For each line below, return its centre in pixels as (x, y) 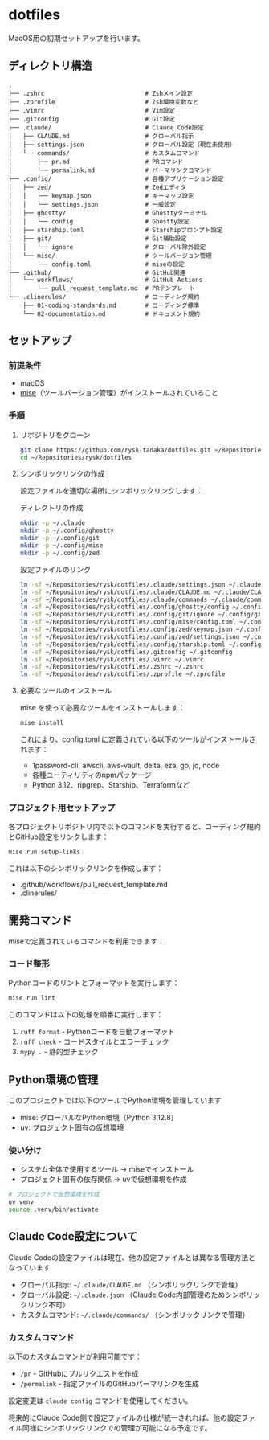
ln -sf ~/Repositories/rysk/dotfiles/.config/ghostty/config (124, 607)
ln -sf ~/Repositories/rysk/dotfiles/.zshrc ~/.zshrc (112, 667)
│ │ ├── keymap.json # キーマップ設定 (101, 196)
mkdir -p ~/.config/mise (61, 546)
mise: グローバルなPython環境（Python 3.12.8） (99, 1118)
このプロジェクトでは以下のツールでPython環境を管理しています (115, 1100)
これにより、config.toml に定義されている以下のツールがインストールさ (138, 739)
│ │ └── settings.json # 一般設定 (92, 204)
